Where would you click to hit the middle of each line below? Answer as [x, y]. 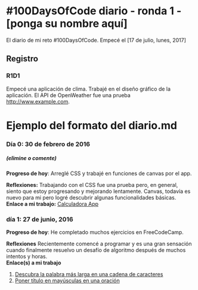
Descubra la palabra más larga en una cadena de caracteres [89, 274]
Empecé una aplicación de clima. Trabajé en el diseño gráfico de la [89, 89]
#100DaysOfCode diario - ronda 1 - [94, 11]
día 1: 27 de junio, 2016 [40, 219]
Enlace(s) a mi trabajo [34, 263]
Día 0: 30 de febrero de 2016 [48, 144]
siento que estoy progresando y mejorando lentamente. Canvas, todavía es [98, 191]
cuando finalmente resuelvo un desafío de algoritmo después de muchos [96, 250]
